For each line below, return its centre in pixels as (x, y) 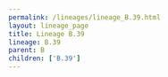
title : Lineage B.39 (47, 34)
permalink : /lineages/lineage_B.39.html (85, 17)
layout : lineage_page (49, 26)
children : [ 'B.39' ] (45, 58)
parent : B (27, 50)
